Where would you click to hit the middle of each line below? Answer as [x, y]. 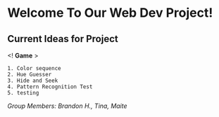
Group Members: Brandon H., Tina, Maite [68, 106]
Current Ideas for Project [63, 39]
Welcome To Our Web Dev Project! [110, 13]
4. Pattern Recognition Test [50, 87]
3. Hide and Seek [33, 81]
